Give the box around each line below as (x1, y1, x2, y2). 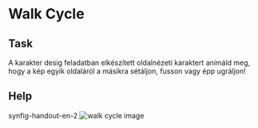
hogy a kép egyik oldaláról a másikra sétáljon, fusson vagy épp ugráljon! (8, 66, 246, 76)
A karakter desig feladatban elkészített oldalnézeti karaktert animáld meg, (8, 58, 251, 67)
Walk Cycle (8, 5, 85, 23)
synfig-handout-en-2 (8, 110, 78, 120)
